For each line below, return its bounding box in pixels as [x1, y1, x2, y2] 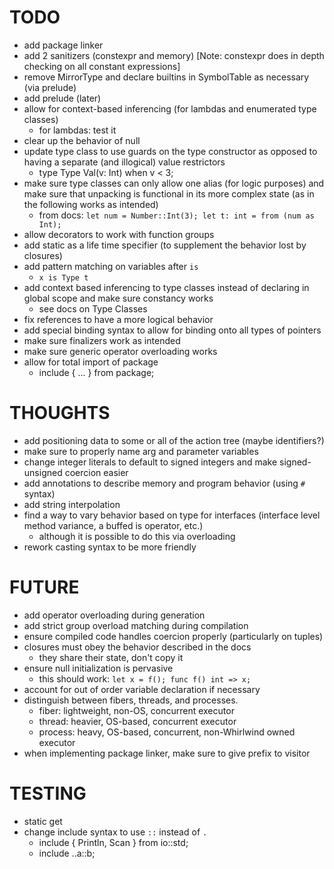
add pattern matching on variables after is [23, 260, 199, 272]
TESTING [9, 782, 87, 805]
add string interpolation [23, 498, 121, 510]
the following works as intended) [23, 198, 159, 210]
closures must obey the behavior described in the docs [23, 641, 252, 653]
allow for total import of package [23, 356, 159, 368]
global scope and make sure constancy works [23, 292, 214, 304]
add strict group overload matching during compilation [23, 619, 249, 631]
